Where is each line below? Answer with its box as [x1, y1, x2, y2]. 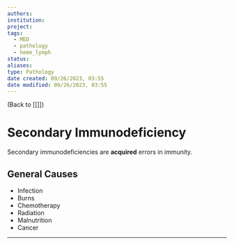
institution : [7, 17, 45, 24]
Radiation [17, 209, 45, 216]
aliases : [7, 62, 33, 69]
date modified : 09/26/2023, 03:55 [7, 81, 108, 88]
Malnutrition [17, 216, 52, 224]
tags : [7, 29, 23, 37]
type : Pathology [7, 68, 54, 75]
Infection [17, 187, 43, 195]
